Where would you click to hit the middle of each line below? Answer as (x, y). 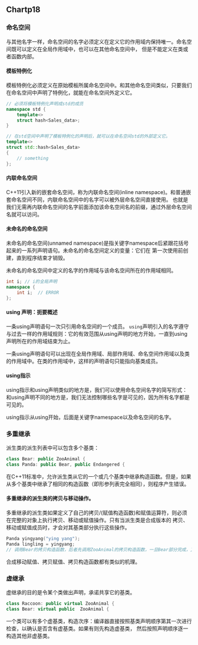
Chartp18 (23, 10)
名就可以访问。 (24, 214)
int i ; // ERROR (38, 292)
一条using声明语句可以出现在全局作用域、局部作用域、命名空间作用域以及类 (98, 353)
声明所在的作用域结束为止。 (40, 341)
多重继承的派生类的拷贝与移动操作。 (50, 499)
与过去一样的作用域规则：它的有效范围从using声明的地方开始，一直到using (97, 333)
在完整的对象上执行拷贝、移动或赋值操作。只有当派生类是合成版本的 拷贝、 (97, 520)
